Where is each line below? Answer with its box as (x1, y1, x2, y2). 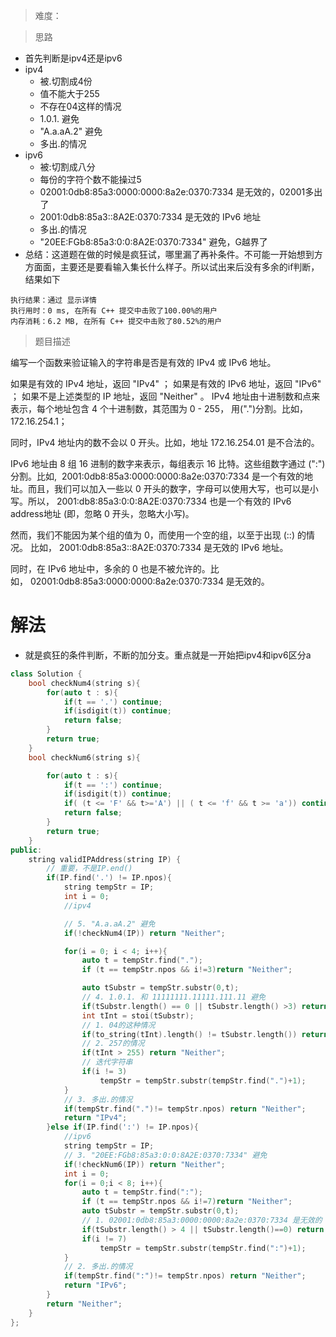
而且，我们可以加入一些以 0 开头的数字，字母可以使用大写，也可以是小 (27, 483, 319, 494)
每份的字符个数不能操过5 (39, 174, 142, 185)
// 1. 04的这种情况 (81, 1020, 156, 1030)
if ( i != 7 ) (81, 1234, 128, 1244)
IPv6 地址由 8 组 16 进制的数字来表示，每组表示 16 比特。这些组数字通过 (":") (10, 458, 326, 469)
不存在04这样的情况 (39, 100, 122, 112)
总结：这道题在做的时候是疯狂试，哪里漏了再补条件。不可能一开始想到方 (24, 249, 323, 260)
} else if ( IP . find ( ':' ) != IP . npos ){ (46, 1122, 199, 1133)
